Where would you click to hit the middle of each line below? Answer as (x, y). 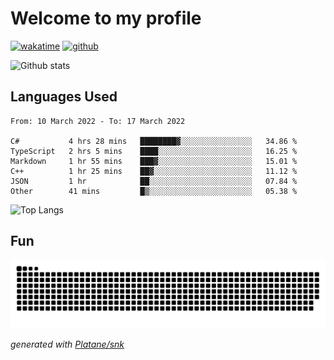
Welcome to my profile (106, 18)
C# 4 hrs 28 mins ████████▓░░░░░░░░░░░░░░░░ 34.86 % (154, 141)
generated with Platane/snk (67, 344)
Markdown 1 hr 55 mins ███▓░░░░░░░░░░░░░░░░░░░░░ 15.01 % (154, 161)
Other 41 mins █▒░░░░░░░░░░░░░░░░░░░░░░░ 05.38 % (154, 191)
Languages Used (64, 97)
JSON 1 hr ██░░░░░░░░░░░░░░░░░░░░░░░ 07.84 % (154, 181)
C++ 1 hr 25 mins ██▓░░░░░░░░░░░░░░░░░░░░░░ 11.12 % (154, 171)
